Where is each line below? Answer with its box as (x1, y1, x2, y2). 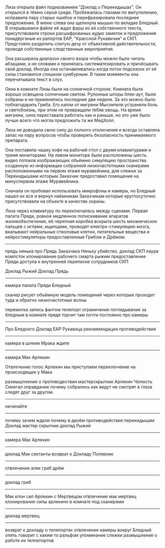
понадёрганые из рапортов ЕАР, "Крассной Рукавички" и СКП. (5, 35, 137, 41)
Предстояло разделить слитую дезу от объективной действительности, (5, 41, 157, 46)
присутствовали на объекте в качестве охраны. (5, 198, 106, 204)
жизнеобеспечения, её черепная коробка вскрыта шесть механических (5, 219, 158, 224)
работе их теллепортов (5, 538, 54, 543)
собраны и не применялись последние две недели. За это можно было (5, 97, 156, 102)
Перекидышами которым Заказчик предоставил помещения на (5, 173, 139, 179)
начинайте (5, 403, 27, 409)
